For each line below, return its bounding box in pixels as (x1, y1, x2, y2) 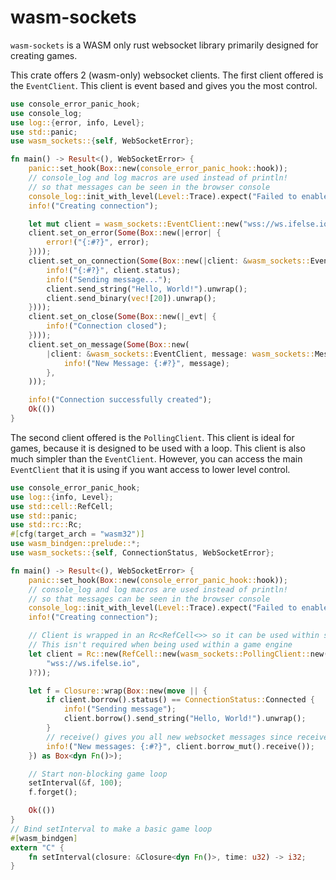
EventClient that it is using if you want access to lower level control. (10, 463, 291, 475)
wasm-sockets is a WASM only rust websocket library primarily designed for (10, 39, 319, 51)
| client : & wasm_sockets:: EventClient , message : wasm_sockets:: (46, 349, 315, 359)
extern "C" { (10, 842, 65, 853)
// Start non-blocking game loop (28, 769, 168, 779)
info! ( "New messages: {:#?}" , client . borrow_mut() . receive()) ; (46, 741, 315, 751)
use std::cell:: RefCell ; (10, 501, 114, 511)
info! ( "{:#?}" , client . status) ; (46, 265, 182, 275)
